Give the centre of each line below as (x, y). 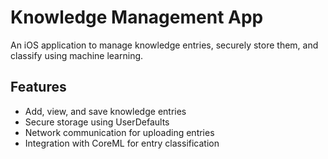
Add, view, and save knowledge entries (105, 111)
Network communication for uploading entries (119, 132)
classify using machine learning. (77, 55)
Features (38, 87)
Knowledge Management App (137, 17)
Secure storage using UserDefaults (97, 122)
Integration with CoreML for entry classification (122, 143)
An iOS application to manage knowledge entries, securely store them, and (164, 45)
